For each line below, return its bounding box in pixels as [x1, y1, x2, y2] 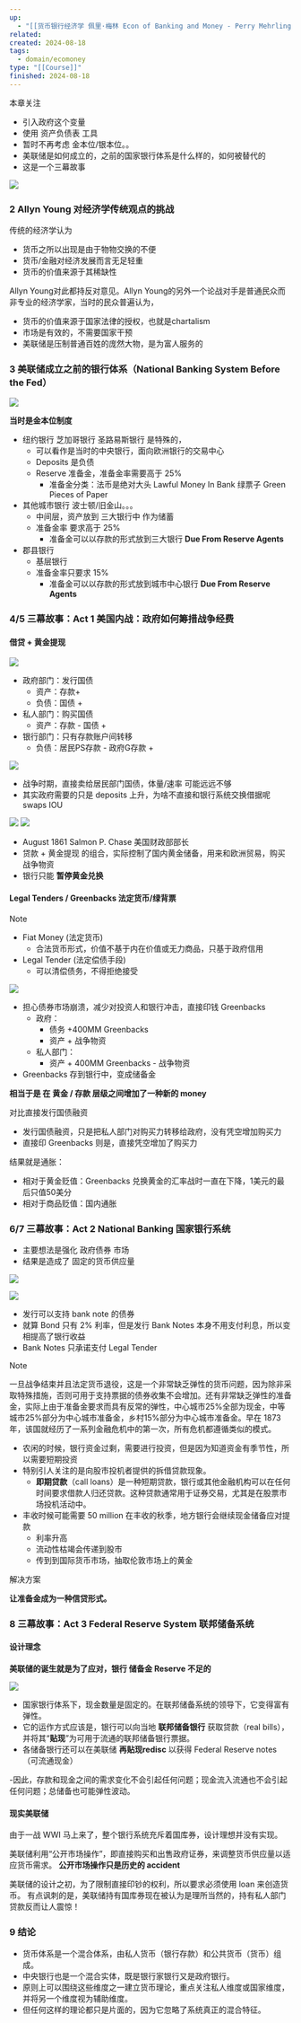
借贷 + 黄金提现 [9, 637, 66, 647]
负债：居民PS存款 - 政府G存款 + [35, 743, 154, 753]
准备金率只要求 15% [35, 567, 109, 578]
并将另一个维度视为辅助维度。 [21, 1992, 133, 2003]
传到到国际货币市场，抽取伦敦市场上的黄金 [35, 1554, 193, 1565]
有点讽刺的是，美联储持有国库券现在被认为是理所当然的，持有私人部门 [26, 1890, 287, 1901]
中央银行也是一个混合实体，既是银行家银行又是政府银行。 [21, 1970, 235, 1981]
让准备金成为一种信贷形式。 [9, 1593, 112, 1604]
